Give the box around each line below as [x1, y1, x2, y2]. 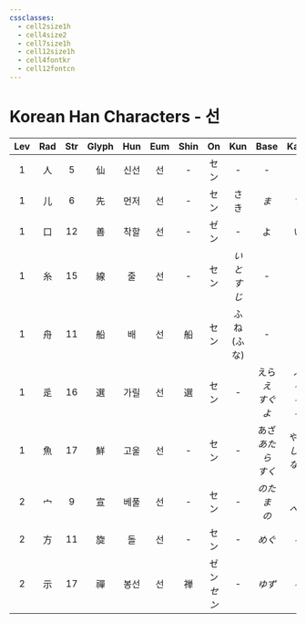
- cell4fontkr [17, 56, 71, 65]
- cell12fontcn [17, 65, 76, 74]
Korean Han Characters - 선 [9, 107, 220, 128]
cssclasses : [9, 13, 55, 23]
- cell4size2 [17, 30, 67, 39]
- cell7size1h [17, 38, 71, 48]
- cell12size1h [17, 47, 76, 57]
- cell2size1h [17, 22, 71, 31]
